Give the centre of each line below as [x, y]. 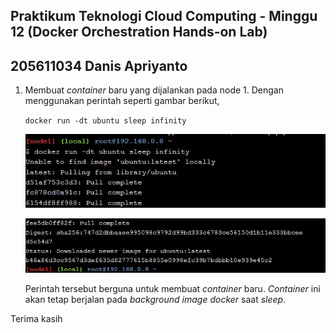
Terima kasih [36, 318]
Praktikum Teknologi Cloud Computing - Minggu [164, 16]
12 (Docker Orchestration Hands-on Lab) [139, 32]
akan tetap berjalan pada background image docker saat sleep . [155, 299]
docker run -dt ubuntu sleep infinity [105, 121]
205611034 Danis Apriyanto [99, 65]
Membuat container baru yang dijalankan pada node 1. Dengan [154, 90]
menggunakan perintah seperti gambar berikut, [122, 101]
